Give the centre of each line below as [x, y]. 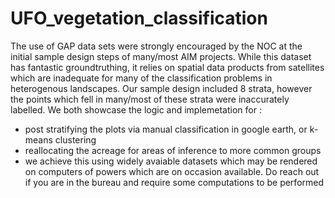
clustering [75, 139]
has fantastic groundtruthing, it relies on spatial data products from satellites [167, 67]
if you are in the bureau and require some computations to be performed [174, 182]
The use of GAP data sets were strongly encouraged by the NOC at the [156, 46]
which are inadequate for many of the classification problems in [141, 78]
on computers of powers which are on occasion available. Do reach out [172, 171]
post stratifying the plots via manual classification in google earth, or [166, 129]
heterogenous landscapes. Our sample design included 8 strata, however [161, 88]
